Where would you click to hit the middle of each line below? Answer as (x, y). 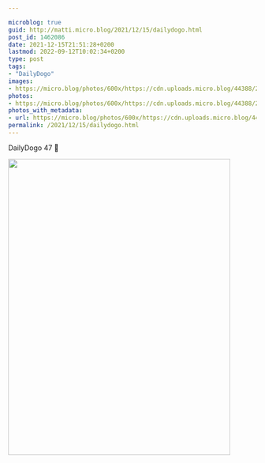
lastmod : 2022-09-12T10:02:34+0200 (67, 52)
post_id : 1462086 (37, 37)
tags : (17, 67)
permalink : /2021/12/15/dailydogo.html (74, 126)
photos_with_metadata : (45, 111)
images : (21, 81)
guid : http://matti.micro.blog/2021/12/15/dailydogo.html (105, 30)
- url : (19, 118)
